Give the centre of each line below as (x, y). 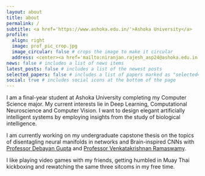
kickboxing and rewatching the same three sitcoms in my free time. (91, 167)
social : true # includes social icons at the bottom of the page (91, 80)
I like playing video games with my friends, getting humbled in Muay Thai (98, 160)
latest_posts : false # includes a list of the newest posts (85, 69)
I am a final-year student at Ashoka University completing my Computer (96, 98)
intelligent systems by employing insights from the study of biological (94, 117)
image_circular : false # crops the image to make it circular (92, 52)
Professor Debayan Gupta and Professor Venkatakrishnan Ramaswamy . (96, 148)
